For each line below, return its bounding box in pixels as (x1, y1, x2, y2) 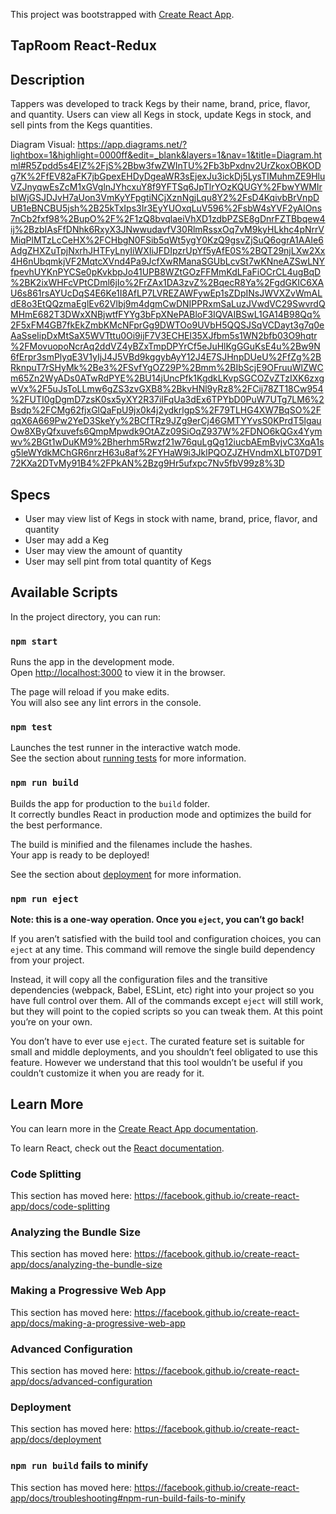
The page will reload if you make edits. (10, 686, 170, 698)
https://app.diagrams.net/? (77, 139, 188, 151)
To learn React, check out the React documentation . (10, 1142, 225, 1154)
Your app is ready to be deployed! (10, 849, 150, 861)
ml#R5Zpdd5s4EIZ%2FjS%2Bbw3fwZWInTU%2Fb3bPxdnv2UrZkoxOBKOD (10, 160, 322, 172)
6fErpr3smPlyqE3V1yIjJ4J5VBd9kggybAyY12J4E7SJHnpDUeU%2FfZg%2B (10, 351, 322, 363)
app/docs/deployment (10, 1434, 102, 1446)
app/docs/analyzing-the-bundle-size (10, 1259, 163, 1271)
